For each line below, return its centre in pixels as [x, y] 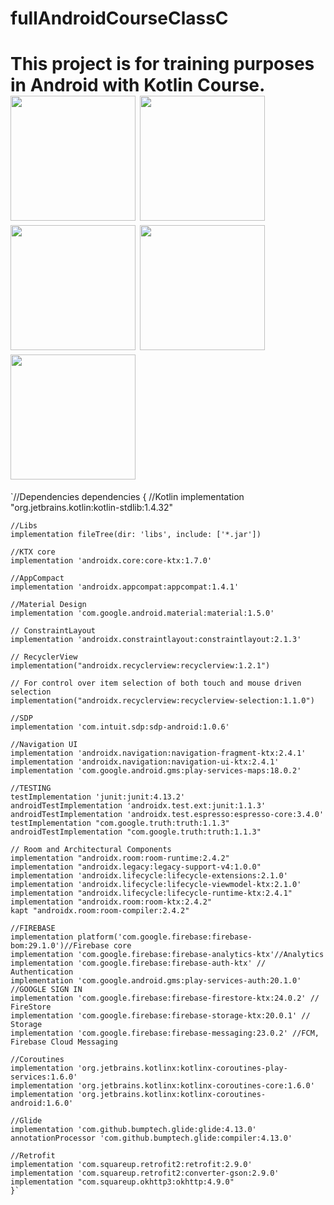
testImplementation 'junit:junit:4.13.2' [98, 797]
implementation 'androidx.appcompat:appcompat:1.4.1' [125, 587]
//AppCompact [37, 578]
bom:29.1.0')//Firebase [60, 946]
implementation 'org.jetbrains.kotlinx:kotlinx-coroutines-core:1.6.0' [162, 1086]
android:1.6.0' [42, 1103]
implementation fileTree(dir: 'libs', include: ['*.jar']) [136, 535]
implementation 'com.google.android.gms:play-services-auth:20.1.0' [156, 981]
